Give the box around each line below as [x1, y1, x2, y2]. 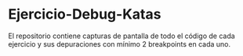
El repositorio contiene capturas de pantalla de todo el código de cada [8, 31, 235, 40]
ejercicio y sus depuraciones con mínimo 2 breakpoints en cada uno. [8, 39, 231, 48]
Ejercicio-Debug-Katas [8, 5, 161, 23]
